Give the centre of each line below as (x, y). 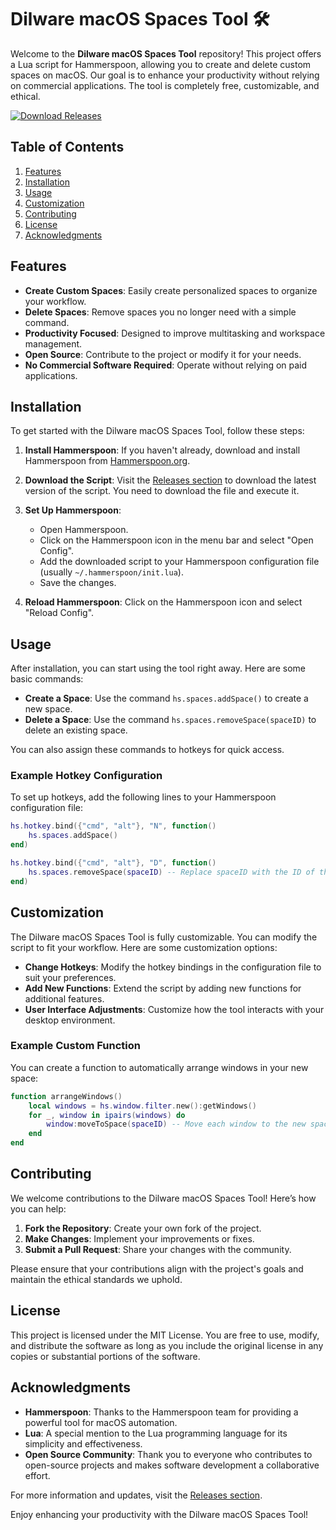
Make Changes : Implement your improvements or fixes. (139, 1238)
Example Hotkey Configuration (86, 776)
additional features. (64, 998)
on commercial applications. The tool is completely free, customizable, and (165, 85)
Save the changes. (78, 583)
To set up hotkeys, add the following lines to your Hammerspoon (143, 797)
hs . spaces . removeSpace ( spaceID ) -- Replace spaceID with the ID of (171, 872)
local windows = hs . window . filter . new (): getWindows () (142, 1106)
